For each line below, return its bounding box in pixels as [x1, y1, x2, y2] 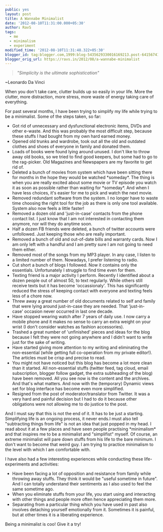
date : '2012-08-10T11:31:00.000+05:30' [5, 20, 86, 26]
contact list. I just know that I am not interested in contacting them [12, 216, 144, 222]
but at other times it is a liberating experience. [12, 512, 104, 518]
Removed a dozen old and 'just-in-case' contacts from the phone [12, 210, 143, 216]
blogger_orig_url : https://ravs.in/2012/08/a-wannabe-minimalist [5, 57, 140, 62]
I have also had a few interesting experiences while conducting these [5, 456, 143, 462]
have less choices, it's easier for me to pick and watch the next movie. [12, 190, 153, 196]
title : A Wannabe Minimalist [5, 16, 64, 21]
